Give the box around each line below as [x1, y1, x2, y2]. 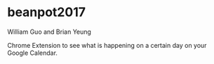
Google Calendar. [7, 49, 58, 57]
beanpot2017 [7, 4, 86, 20]
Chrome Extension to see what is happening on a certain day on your [7, 41, 207, 49]
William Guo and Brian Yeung [7, 27, 91, 36]
